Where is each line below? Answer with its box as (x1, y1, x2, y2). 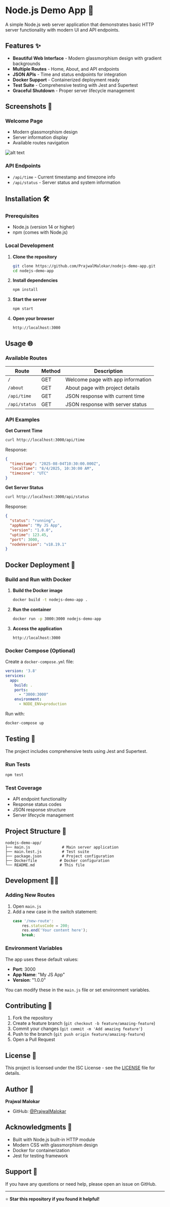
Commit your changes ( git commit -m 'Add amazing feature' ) (12, 1025, 143, 1032)
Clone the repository (12, 254, 57, 260)
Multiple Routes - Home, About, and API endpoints (12, 66, 119, 72)
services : (5, 673, 26, 678)
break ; (22, 932, 36, 938)
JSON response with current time (65, 393, 145, 400)
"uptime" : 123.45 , (10, 532, 49, 537)
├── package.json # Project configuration (5, 854, 114, 859)
